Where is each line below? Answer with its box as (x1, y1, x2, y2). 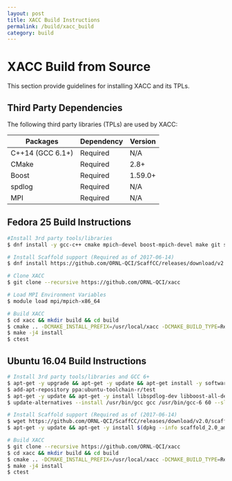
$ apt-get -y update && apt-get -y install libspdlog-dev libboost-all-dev (7, 393, 230, 400)
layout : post (7, 10, 45, 17)
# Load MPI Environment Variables (7, 291, 107, 299)
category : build (7, 29, 54, 37)
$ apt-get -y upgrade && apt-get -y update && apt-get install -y (7, 380, 202, 386)
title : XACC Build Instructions (7, 17, 100, 23)
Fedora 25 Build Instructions (7, 217, 132, 228)
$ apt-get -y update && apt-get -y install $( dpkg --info (7, 424, 177, 431)
